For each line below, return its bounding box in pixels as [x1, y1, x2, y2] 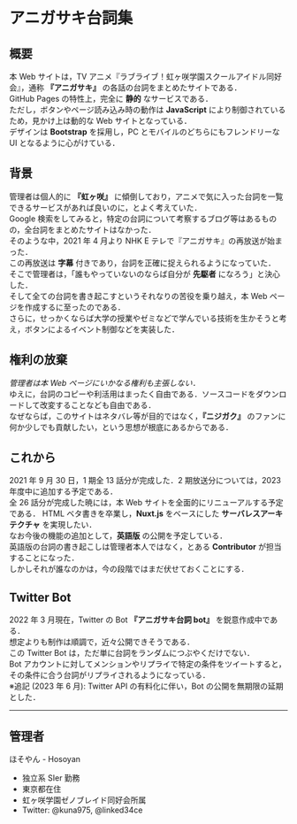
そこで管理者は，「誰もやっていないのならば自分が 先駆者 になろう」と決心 [9, 268, 281, 279]
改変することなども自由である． [39, 399, 156, 410]
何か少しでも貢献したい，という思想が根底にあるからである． [9, 421, 234, 432]
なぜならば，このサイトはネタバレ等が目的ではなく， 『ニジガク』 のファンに [9, 411, 286, 421]
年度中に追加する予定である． [9, 486, 118, 497]
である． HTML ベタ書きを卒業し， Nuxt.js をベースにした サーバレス [9, 508, 261, 519]
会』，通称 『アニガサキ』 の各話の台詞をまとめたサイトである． [9, 82, 242, 93]
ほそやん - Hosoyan [9, 754, 81, 765]
